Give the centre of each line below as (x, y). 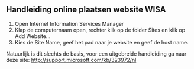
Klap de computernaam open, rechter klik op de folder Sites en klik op (100, 30)
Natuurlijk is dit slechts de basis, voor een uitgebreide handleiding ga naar (96, 54)
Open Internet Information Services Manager (69, 23)
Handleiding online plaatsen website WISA (86, 10)
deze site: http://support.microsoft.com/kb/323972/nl (71, 60)
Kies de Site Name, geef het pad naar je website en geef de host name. (101, 42)
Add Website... (33, 36)
